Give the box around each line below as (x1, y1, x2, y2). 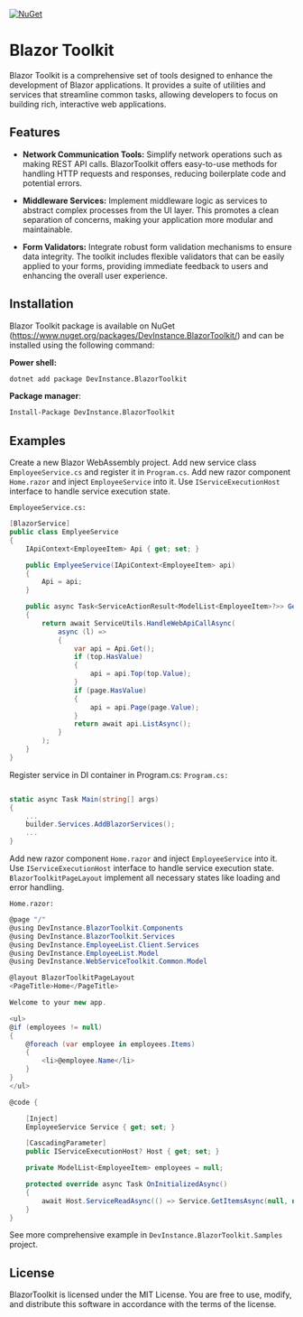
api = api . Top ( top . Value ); (89, 669, 192, 679)
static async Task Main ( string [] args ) (9, 794, 160, 803)
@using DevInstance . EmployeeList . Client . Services (9, 940, 200, 950)
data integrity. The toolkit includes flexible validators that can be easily (22, 251, 285, 262)
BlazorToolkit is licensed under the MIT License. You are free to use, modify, (9, 1289, 292, 1300)
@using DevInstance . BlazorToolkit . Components (9, 923, 183, 932)
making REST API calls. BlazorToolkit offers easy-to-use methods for (22, 158, 278, 169)
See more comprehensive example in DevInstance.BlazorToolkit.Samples (9, 1229, 283, 1240)
